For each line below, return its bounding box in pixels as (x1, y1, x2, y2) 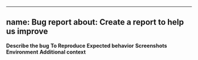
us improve (6, 26, 48, 36)
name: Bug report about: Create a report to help (6, 17, 184, 27)
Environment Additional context (6, 48, 86, 55)
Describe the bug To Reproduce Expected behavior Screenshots (6, 42, 167, 49)
